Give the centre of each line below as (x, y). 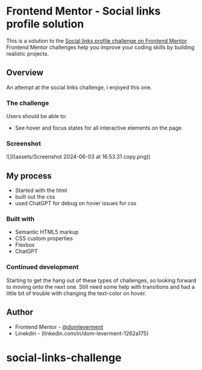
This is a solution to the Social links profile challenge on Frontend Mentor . (97, 41)
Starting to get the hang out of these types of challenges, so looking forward (101, 280)
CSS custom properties (44, 239)
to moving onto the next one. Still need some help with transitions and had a (100, 286)
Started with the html (41, 190)
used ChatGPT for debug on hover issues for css (76, 203)
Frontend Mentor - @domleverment (59, 327)
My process (29, 176)
